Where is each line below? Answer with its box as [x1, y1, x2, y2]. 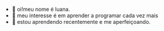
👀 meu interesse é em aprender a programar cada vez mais [11, 12, 159, 19]
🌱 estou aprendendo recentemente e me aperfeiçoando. [11, 18, 151, 25]
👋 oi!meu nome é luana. [11, 6, 71, 13]
